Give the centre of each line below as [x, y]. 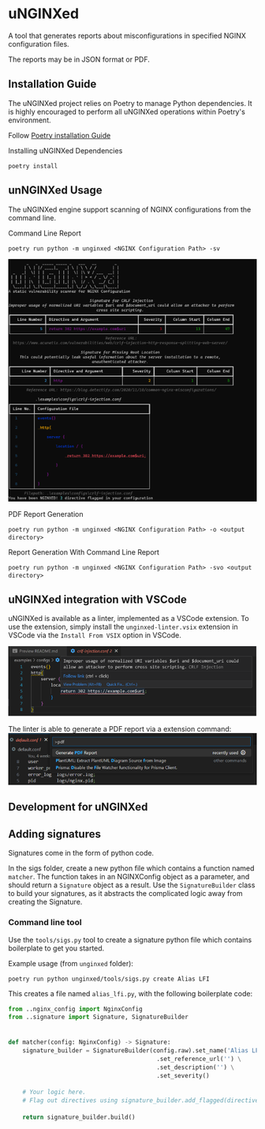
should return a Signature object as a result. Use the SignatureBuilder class [132, 885]
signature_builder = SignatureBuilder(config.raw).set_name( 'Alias [135, 1050]
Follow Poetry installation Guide [60, 135]
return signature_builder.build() [79, 1117]
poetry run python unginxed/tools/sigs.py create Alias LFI [109, 979]
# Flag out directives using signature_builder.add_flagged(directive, [142, 1101]
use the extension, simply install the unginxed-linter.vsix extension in [123, 627]
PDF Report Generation [46, 514]
